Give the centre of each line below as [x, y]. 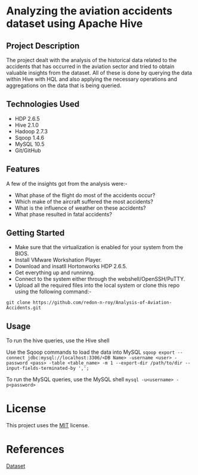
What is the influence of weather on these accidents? [80, 208]
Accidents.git [24, 308]
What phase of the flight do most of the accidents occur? [85, 195]
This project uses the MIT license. [48, 425]
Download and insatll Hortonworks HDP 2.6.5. [71, 266]
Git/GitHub [28, 150]
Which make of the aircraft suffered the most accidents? [84, 201]
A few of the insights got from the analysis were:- [67, 183]
